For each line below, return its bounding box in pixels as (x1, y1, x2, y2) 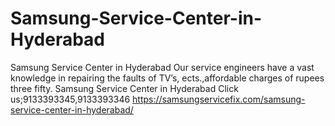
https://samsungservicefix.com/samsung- (132, 93, 306, 105)
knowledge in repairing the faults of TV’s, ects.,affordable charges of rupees (10, 72, 325, 84)
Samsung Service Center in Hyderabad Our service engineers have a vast (10, 61, 315, 73)
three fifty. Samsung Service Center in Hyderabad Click (10, 82, 239, 94)
